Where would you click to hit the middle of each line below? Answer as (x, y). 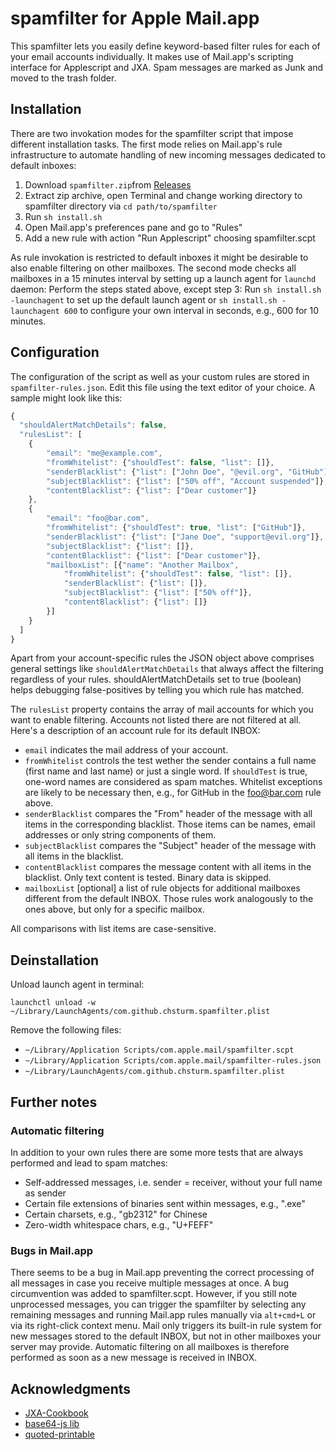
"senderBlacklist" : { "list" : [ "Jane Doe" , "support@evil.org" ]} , (185, 537)
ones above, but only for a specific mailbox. (114, 909)
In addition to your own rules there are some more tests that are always (157, 1152)
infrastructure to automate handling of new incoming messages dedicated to (168, 154)
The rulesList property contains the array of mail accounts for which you (162, 709)
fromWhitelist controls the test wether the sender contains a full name (170, 761)
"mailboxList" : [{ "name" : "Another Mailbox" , (143, 565)
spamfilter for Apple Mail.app (135, 18)
